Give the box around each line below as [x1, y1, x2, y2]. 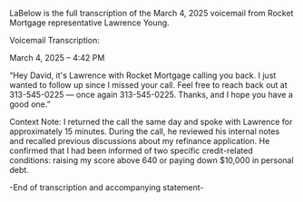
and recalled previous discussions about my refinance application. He [9, 136, 270, 146]
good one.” [9, 99, 52, 110]
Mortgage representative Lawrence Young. [9, 17, 170, 28]
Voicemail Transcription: [9, 35, 100, 45]
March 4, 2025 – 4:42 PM [9, 53, 105, 63]
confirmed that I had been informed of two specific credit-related [9, 145, 253, 156]
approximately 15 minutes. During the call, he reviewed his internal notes [9, 126, 280, 137]
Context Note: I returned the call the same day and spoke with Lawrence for [9, 117, 293, 127]
